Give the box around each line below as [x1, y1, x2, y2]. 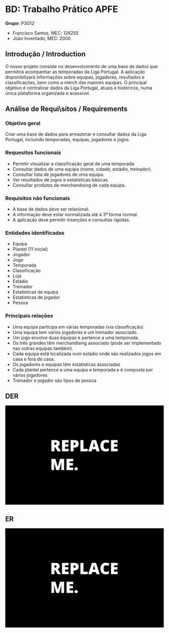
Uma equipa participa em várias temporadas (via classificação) [12, 324, 144, 330]
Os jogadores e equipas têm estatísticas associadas [12, 361, 121, 367]
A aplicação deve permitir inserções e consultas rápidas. [12, 217, 131, 223]
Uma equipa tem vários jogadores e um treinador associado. [12, 329, 138, 335]
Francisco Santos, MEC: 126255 [12, 30, 79, 36]
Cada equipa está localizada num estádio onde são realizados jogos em [12, 350, 162, 356]
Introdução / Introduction [5, 50, 86, 58]
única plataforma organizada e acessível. [5, 90, 91, 96]
